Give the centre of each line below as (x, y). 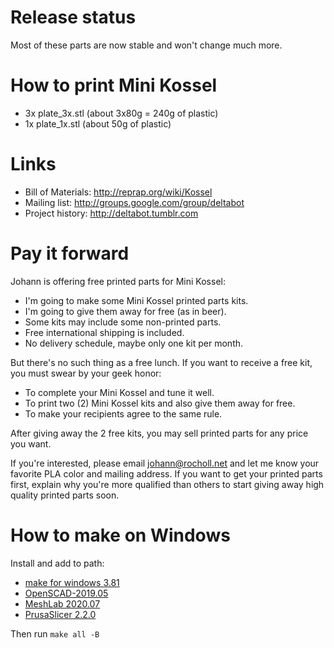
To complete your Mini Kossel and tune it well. (119, 392)
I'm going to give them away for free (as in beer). (125, 311)
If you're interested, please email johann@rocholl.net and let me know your (165, 463)
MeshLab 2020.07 (62, 603)
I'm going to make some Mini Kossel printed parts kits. (136, 300)
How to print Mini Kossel (114, 85)
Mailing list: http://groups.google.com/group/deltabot (134, 202)
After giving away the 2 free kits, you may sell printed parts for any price (159, 433)
